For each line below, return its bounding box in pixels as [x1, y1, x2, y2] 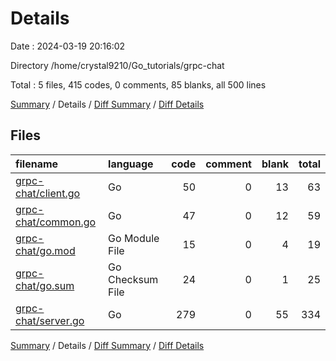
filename [15, 157, 59, 171]
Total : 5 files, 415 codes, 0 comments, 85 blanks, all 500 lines [10, 78, 267, 91]
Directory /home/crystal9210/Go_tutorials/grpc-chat [10, 59, 225, 71]
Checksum [108, 272, 159, 286]
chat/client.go [15, 186, 81, 200]
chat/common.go [15, 215, 97, 229]
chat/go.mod [15, 243, 76, 257]
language [108, 157, 154, 171]
